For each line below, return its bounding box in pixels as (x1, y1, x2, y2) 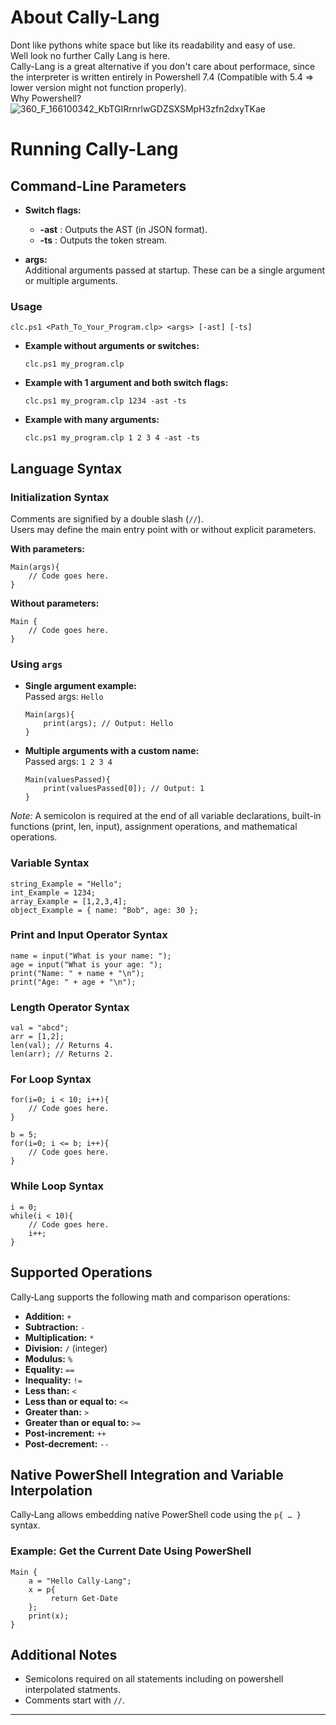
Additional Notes (10, 1647, 118, 1664)
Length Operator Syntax (10, 1000, 130, 1014)
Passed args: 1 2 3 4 (24, 756, 113, 768)
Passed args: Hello (24, 691, 104, 703)
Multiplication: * (24, 1331, 95, 1343)
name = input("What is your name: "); (10, 951, 172, 961)
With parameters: (10, 542, 85, 555)
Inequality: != (24, 1374, 83, 1386)
